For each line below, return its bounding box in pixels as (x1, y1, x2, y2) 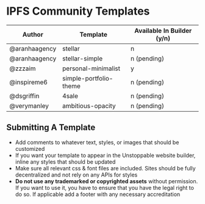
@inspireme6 (9, 78, 48, 86)
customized (15, 145, 45, 152)
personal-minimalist (62, 64, 121, 73)
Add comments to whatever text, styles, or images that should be (15, 139, 179, 146)
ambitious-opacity (62, 101, 116, 110)
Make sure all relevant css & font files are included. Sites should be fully (15, 164, 196, 172)
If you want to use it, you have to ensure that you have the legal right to (15, 184, 194, 191)
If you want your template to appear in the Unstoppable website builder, (15, 151, 196, 159)
